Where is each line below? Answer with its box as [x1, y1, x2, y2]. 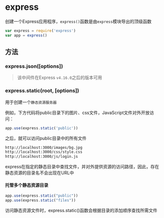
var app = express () [5, 33, 48, 38]
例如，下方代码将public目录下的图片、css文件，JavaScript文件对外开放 [5, 109, 150, 115]
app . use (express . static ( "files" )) [5, 198, 76, 203]
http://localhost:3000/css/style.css [5, 149, 83, 154]
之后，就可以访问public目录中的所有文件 [5, 135, 87, 141]
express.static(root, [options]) [5, 87, 79, 94]
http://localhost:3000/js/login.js [5, 154, 78, 159]
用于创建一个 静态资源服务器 [5, 99, 57, 105]
